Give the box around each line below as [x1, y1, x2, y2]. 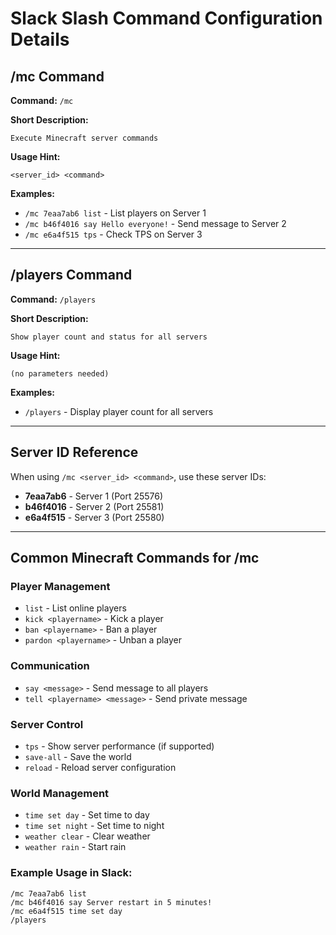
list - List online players [24, 602, 127, 614]
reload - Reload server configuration [24, 761, 177, 773]
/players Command [10, 267, 133, 284]
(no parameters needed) [10, 368, 110, 379]
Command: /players [10, 293, 97, 305]
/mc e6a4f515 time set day [10, 906, 123, 916]
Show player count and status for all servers [10, 332, 208, 342]
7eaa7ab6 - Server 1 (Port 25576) [24, 490, 164, 502]
